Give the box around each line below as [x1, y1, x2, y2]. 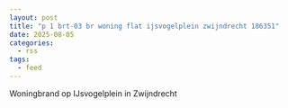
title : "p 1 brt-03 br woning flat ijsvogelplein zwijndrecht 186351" [9, 22, 280, 31]
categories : [9, 38, 54, 48]
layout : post [9, 13, 58, 22]
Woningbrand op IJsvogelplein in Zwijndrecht [9, 87, 177, 99]
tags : [9, 55, 30, 64]
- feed [17, 64, 42, 73]
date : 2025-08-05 [9, 30, 75, 39]
